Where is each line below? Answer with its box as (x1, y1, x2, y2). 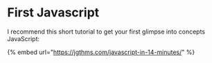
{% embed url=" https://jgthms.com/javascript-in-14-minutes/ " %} (7, 48, 195, 56)
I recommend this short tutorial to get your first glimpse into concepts (7, 27, 206, 36)
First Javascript (7, 5, 100, 21)
